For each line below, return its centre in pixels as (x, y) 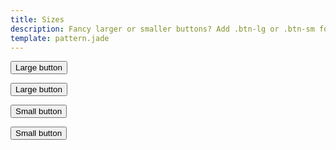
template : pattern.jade (60, 38)
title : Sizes (37, 19)
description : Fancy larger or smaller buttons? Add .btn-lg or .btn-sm (162, 29)
